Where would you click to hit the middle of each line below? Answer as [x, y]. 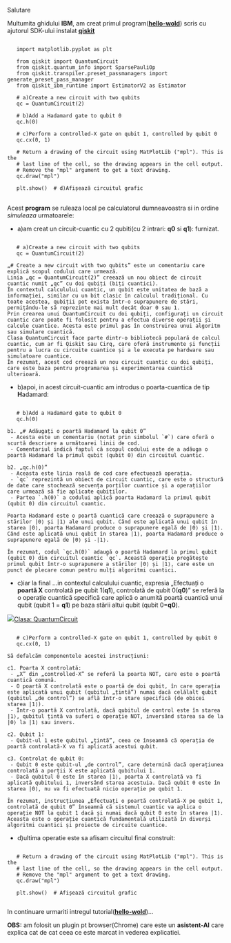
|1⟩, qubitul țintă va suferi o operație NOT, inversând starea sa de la [115, 717]
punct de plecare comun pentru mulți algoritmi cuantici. [92, 570]
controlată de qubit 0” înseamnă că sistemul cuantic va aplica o [104, 807]
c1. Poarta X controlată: [44, 668]
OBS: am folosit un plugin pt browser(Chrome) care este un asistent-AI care [115, 925]
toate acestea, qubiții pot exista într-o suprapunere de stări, [103, 302]
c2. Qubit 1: [26, 735]
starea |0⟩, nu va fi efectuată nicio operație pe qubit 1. [96, 789]
